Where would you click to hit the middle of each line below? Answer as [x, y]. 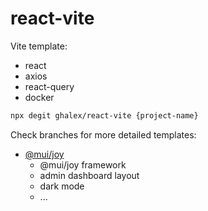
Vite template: [39, 46]
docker [39, 97]
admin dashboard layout [89, 175]
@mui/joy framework [83, 164]
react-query [49, 86]
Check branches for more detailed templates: [103, 134]
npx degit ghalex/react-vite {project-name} [104, 115]
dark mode [62, 186]
